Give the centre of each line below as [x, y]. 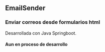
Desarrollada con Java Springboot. [41, 33]
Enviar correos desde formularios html [53, 22]
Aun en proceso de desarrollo [37, 45]
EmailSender [25, 8]
